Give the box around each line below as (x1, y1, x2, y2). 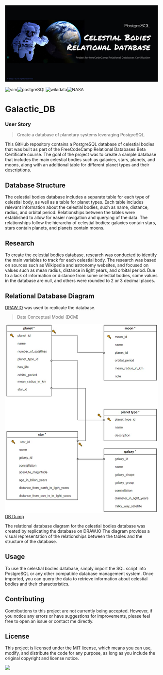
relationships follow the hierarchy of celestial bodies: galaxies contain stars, (5, 220, 157, 226)
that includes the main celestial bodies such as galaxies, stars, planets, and (5, 157, 155, 163)
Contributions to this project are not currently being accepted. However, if (5, 608, 153, 614)
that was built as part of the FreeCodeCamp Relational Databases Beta (5, 147, 146, 152)
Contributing (5, 595, 45, 603)
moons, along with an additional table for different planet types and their (5, 162, 149, 168)
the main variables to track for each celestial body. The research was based (5, 257, 157, 263)
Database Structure (5, 181, 65, 189)
